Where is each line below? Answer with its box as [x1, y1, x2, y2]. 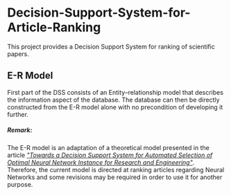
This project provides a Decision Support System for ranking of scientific [7, 42, 215, 50]
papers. [7, 50, 29, 58]
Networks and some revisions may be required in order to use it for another [7, 173, 223, 181]
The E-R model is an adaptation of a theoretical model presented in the [7, 143, 209, 151]
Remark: [7, 126, 33, 134]
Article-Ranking [7, 19, 101, 35]
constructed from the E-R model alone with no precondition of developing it [7, 102, 223, 111]
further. [7, 110, 29, 118]
